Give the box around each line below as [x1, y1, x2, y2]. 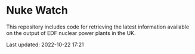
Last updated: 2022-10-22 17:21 [6, 41, 84, 48]
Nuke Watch [6, 4, 69, 17]
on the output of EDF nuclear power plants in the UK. [6, 29, 136, 36]
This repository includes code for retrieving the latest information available [6, 23, 190, 30]
